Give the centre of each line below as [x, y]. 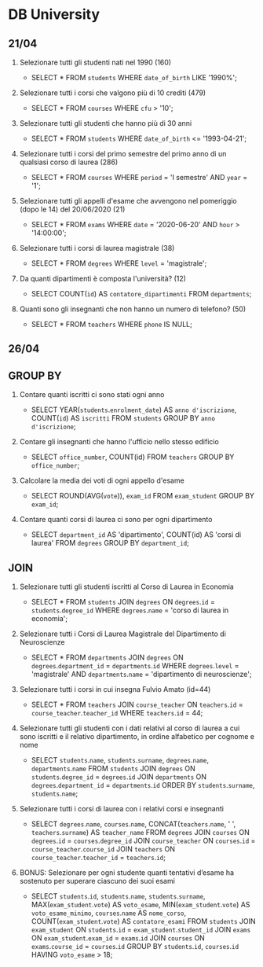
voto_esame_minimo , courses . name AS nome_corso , [109, 913]
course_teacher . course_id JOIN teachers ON [103, 849]
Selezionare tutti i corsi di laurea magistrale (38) [97, 248]
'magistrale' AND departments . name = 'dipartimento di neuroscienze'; [141, 675]
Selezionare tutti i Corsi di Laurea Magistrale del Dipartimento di [122, 634]
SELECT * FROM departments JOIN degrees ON [108, 657]
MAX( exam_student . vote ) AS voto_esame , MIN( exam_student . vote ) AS [141, 905]
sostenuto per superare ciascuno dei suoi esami [97, 881]
